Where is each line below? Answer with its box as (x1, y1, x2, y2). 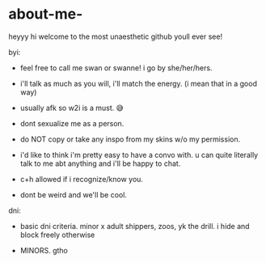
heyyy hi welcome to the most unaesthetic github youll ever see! (8, 32, 223, 41)
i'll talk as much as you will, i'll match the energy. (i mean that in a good (19, 78, 257, 88)
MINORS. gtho (19, 245, 69, 255)
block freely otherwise (19, 230, 95, 240)
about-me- (8, 5, 83, 23)
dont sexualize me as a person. (19, 118, 125, 128)
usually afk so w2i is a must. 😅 (19, 103, 124, 112)
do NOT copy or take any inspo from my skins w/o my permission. (19, 134, 241, 144)
